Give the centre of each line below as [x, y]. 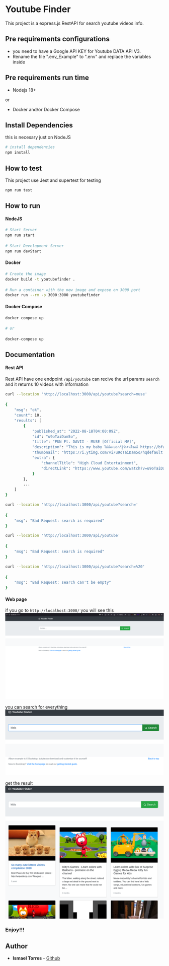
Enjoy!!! [15, 930]
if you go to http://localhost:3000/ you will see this [60, 610]
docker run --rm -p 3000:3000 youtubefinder [53, 295]
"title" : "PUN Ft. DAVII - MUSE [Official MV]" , [84, 442]
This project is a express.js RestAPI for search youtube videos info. [75, 23]
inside [19, 62]
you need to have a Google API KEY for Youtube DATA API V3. [77, 51]
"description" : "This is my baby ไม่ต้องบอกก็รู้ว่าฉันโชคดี [85, 447]
